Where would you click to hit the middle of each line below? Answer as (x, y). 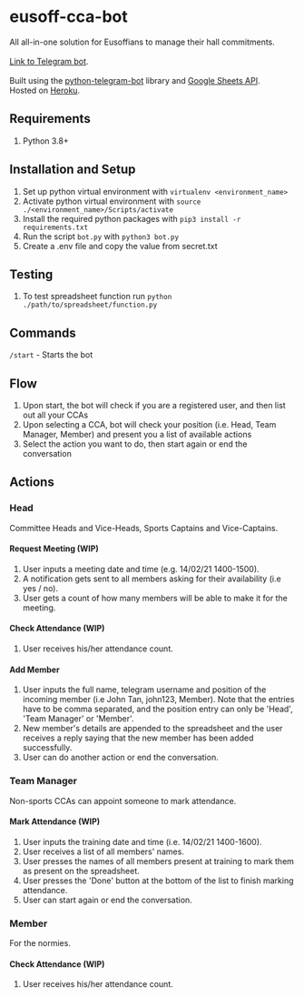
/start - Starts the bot (51, 355)
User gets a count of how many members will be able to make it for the (155, 598)
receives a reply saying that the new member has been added (138, 738)
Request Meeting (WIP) (54, 549)
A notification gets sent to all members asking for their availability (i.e (152, 579)
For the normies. (40, 943)
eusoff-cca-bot (69, 17)
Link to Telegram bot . (49, 61)
